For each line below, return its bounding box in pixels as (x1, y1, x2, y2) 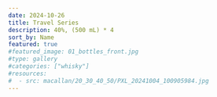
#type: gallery (8, 56, 58, 63)
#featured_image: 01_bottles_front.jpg (8, 48, 139, 56)
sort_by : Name (8, 33, 55, 41)
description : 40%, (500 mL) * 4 (8, 26, 114, 34)
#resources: (8, 70, 47, 77)
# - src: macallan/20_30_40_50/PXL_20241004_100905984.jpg (8, 77, 210, 84)
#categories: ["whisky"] (8, 63, 90, 70)
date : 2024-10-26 (8, 11, 65, 20)
